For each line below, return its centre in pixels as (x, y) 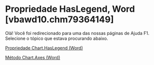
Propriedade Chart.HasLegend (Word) (44, 48)
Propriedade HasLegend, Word (70, 9)
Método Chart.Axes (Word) (33, 57)
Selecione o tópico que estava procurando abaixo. (57, 38)
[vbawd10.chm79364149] (60, 19)
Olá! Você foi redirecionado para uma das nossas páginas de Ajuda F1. (77, 33)
